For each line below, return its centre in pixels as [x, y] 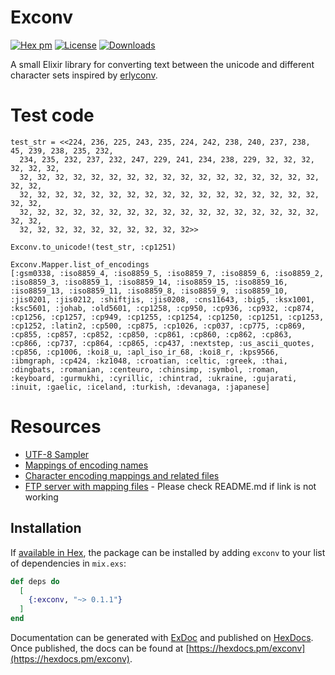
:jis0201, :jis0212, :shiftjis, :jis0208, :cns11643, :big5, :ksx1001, [162, 299]
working [41, 497]
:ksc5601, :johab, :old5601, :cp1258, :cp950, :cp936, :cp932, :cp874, [162, 308]
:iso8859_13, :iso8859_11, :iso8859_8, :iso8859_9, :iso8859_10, [149, 291]
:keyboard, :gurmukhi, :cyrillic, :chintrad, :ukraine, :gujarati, [154, 378]
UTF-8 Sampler [57, 454]
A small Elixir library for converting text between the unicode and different [162, 64]
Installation [46, 528]
